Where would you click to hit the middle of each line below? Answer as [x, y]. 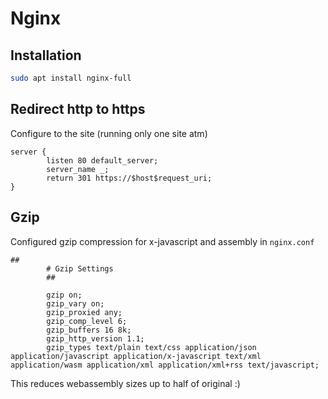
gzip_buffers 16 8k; [89, 330]
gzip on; [64, 295]
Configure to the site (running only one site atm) [109, 133]
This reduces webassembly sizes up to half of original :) [125, 383]
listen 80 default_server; [102, 160]
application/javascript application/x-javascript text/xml [136, 356]
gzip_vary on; [75, 303]
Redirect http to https [78, 109]
